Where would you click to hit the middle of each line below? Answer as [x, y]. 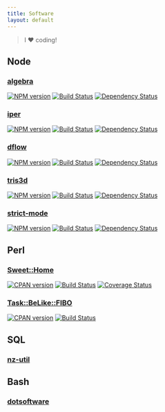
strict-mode [28, 213]
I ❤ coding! [40, 39]
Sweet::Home [30, 269]
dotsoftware [28, 401]
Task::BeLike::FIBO [40, 303]
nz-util [19, 359]
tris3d [18, 180]
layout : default [30, 20]
